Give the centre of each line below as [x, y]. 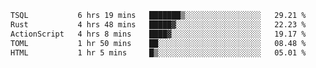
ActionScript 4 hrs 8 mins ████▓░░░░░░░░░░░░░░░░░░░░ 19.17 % [158, 34]
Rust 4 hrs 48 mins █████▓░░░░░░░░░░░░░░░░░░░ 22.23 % [158, 24]
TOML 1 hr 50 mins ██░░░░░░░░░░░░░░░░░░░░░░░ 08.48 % [158, 43]
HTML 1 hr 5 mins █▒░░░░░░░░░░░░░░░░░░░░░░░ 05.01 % [158, 52]
